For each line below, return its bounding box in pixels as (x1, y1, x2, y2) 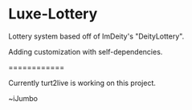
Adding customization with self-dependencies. (8, 47, 163, 56)
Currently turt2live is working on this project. (8, 78, 157, 88)
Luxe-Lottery (8, 5, 98, 23)
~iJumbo (8, 93, 39, 103)
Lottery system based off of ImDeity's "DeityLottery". (8, 31, 185, 41)
